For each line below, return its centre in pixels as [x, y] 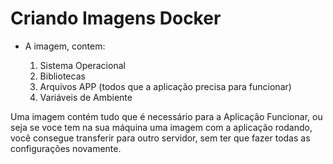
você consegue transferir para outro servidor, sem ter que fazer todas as [160, 138]
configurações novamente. [66, 148]
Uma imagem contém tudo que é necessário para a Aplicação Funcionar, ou [166, 116]
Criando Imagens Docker [116, 18]
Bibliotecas [62, 76]
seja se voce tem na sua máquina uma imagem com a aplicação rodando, [161, 127]
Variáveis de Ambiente [86, 97]
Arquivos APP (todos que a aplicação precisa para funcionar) [165, 86]
